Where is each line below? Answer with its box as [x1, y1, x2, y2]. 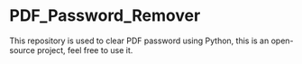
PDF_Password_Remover [9, 5, 201, 26]
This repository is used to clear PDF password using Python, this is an [9, 35, 270, 46]
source [9, 44, 36, 55]
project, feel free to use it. [37, 44, 133, 55]
